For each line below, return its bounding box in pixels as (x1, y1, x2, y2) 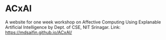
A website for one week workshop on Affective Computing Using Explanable (5, 19, 161, 25)
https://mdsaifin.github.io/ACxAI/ (5, 29, 72, 35)
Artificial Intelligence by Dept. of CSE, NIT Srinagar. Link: (5, 24, 121, 30)
